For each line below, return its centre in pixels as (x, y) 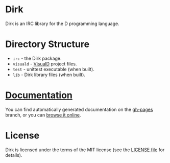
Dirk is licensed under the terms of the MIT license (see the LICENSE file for (85, 150)
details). (14, 155)
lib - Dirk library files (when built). (49, 75)
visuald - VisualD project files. (45, 64)
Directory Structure (47, 44)
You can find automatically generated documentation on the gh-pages (79, 109)
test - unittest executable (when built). (53, 69)
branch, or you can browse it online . (43, 115)
